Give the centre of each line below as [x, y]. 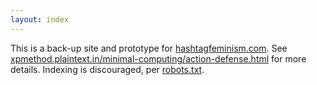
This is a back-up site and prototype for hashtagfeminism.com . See [149, 48]
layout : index [40, 19]
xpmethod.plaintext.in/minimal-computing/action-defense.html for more [158, 58]
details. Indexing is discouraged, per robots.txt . [107, 69]
